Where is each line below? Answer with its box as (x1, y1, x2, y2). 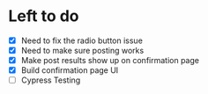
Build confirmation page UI (20, 65, 119, 76)
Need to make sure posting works (20, 46, 145, 55)
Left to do (8, 6, 80, 26)
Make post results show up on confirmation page (20, 55, 200, 66)
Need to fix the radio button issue (20, 35, 143, 46)
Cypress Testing (20, 75, 81, 85)
